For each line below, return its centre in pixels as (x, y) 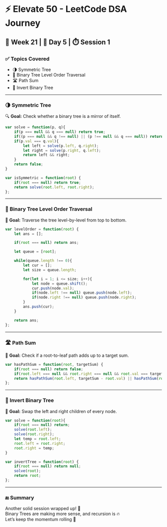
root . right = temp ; (34, 448)
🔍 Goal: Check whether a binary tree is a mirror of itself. (63, 116)
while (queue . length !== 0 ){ (43, 261)
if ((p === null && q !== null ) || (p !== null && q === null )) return (89, 136)
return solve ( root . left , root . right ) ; (54, 187)
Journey (23, 23)
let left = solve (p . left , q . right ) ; (61, 146)
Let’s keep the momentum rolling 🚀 (41, 520)
